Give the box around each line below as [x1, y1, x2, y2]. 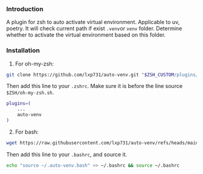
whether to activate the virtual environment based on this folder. [6, 31, 166, 39]
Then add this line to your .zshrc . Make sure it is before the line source [6, 82, 183, 90]
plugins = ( [6, 101, 31, 107]
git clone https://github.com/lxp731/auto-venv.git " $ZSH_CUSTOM [6, 72, 174, 78]
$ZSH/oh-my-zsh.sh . [6, 89, 54, 96]
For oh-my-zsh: [14, 60, 54, 67]
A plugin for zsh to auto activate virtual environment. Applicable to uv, [6, 19, 180, 26]
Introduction [6, 5, 43, 13]
